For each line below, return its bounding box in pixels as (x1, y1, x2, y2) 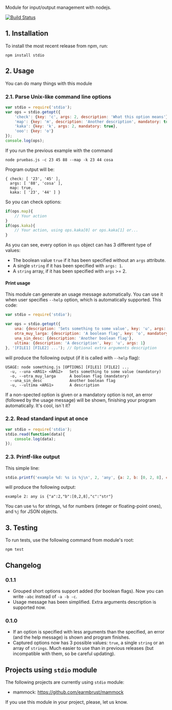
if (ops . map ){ (5, 208, 33, 214)
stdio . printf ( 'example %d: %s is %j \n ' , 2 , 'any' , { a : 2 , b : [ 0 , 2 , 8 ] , (5, 475, 164, 480)
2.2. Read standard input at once (5, 415, 89, 423)
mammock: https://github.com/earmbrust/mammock (12, 689, 124, 695)
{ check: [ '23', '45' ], (5, 176, 60, 181)
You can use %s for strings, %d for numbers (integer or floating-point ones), (5, 503, 162, 509)
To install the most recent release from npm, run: (5, 43, 109, 49)
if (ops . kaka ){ (5, 223, 36, 228)
